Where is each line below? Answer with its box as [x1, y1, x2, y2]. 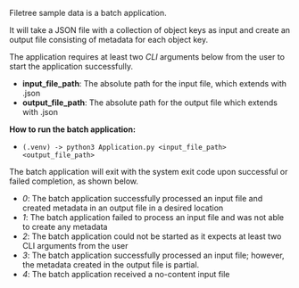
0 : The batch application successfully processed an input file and [21, 193, 263, 203]
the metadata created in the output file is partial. [21, 259, 200, 270]
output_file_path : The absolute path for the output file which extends [21, 97, 278, 108]
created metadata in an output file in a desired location [21, 202, 224, 213]
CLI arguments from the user [21, 241, 129, 251]
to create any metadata [21, 222, 108, 232]
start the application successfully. [9, 62, 134, 71]
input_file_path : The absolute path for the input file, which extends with [21, 78, 287, 88]
